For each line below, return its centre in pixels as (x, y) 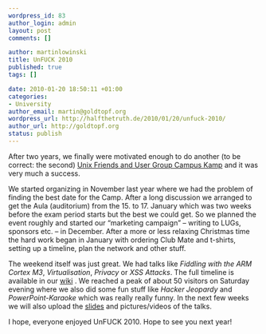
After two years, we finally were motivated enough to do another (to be (125, 156)
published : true (35, 68)
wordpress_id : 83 (37, 16)
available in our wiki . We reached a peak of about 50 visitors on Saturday (129, 280)
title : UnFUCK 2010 (41, 60)
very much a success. (45, 173)
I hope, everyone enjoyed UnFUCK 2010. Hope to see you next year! (120, 321)
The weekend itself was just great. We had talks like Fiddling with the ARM (130, 264)
